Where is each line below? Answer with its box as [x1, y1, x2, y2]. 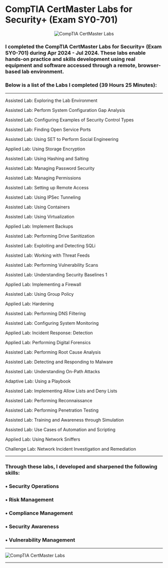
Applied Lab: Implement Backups [5, 223, 73, 229]
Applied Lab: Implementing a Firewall [5, 281, 81, 288]
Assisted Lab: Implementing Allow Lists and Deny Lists [5, 388, 117, 394]
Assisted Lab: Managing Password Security [5, 165, 95, 171]
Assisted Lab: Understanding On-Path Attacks [5, 369, 100, 375]
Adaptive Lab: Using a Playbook [5, 378, 71, 384]
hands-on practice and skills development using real [5, 55, 136, 62]
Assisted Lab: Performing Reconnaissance [5, 398, 92, 404]
